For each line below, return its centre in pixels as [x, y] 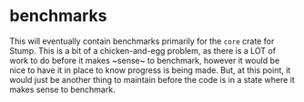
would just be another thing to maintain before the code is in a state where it [152, 79]
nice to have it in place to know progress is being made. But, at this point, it [150, 70]
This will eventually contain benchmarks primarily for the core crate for [142, 41]
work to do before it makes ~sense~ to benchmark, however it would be [145, 60]
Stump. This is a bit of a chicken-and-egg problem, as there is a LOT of [142, 50]
